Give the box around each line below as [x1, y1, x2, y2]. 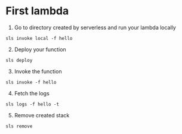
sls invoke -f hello [5, 79, 57, 85]
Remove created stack [14, 111, 70, 119]
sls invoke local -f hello [5, 35, 73, 41]
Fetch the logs [14, 89, 50, 96]
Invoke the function [14, 67, 62, 75]
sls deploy [5, 57, 33, 63]
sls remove [5, 123, 33, 129]
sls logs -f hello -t [5, 101, 60, 107]
